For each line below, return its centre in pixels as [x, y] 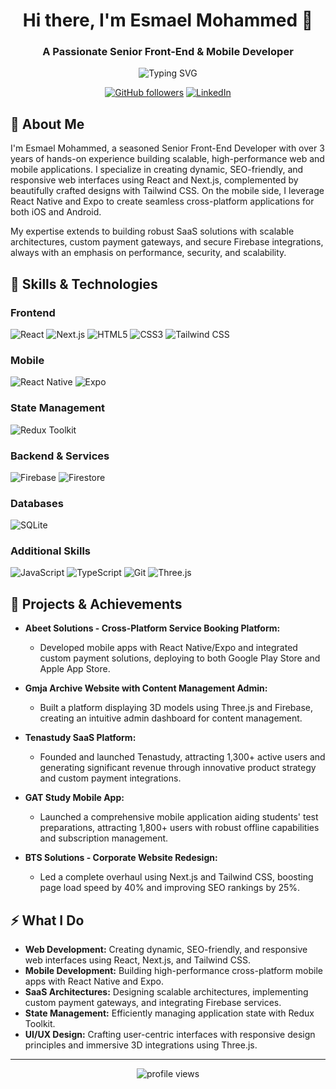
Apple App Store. [75, 669]
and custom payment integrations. [110, 778]
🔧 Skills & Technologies [84, 284]
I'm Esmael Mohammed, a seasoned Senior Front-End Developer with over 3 [167, 148]
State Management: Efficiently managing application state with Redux [169, 1013]
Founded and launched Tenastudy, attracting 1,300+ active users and [182, 757]
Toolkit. [40, 1024]
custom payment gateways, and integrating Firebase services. [153, 1003]
